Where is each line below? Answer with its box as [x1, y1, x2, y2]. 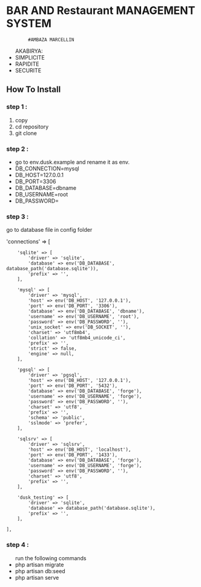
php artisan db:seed [15, 567, 65, 575]
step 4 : [6, 541, 29, 549]
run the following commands [15, 554, 87, 561]
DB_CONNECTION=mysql [15, 165, 80, 172]
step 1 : [6, 103, 28, 111]
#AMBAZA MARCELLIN [28, 36, 74, 43]
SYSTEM [6, 16, 51, 30]
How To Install [6, 85, 61, 95]
